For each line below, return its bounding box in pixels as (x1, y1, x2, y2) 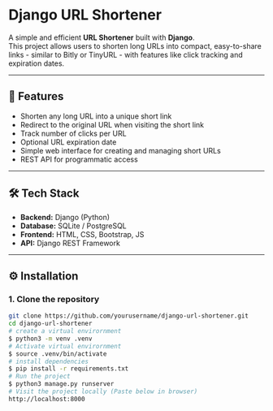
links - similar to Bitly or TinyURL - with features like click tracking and (8, 50, 244, 59)
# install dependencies (8, 357, 89, 366)
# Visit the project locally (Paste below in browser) (8, 387, 198, 396)
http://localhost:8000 (8, 395, 85, 403)
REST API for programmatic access (19, 154, 138, 164)
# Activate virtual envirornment (8, 342, 122, 350)
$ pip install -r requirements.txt (8, 365, 129, 373)
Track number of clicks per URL (19, 128, 128, 138)
